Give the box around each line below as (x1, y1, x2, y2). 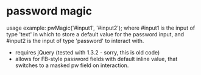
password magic (6, 4, 93, 18)
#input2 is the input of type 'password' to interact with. (6, 37, 144, 44)
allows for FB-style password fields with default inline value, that (15, 55, 178, 62)
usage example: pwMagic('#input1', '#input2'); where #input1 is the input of (6, 24, 196, 31)
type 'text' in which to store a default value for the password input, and (6, 30, 185, 37)
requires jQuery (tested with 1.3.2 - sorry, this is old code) (15, 48, 160, 56)
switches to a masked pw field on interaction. (15, 62, 129, 69)
